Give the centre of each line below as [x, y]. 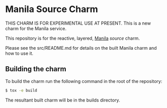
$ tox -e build [21, 90]
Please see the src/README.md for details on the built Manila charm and [81, 48]
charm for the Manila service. [36, 28]
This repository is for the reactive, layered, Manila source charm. [73, 38]
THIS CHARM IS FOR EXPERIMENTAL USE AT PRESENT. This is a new [78, 23]
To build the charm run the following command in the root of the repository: [84, 81]
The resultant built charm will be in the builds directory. [63, 100]
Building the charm [36, 69]
